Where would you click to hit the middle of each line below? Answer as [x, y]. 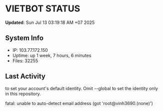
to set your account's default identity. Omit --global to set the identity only [82, 88]
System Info [24, 38]
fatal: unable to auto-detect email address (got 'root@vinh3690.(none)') [79, 103]
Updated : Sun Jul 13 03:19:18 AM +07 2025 [50, 22]
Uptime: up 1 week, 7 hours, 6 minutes [52, 55]
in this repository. [23, 94]
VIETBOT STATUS [43, 9]
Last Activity [25, 76]
